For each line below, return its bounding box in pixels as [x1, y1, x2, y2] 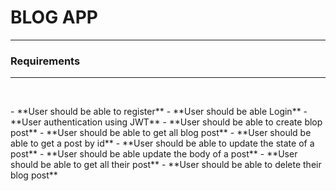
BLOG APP [10, 6, 98, 29]
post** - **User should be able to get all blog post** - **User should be [10, 127, 312, 139]
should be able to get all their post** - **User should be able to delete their [10, 159, 322, 171]
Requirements [10, 54, 81, 68]
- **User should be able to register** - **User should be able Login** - [10, 106, 308, 118]
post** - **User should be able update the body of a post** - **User [10, 148, 298, 160]
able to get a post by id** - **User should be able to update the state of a [10, 137, 315, 150]
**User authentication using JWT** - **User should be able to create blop [10, 116, 323, 128]
